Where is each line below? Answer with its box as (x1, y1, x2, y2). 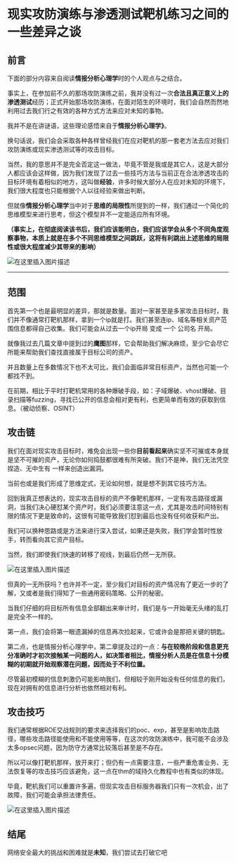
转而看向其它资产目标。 (19, 535, 88, 544)
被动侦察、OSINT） (22, 404, 79, 412)
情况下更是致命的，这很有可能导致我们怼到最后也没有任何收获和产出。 (19, 511, 223, 520)
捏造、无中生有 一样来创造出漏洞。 (7, 464, 107, 473)
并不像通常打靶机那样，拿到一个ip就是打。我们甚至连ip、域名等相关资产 (13, 315, 221, 324)
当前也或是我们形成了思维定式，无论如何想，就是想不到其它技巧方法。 (7, 479, 211, 487)
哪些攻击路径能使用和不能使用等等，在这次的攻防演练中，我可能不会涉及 (19, 734, 229, 743)
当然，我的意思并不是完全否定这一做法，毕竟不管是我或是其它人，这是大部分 (7, 160, 229, 169)
